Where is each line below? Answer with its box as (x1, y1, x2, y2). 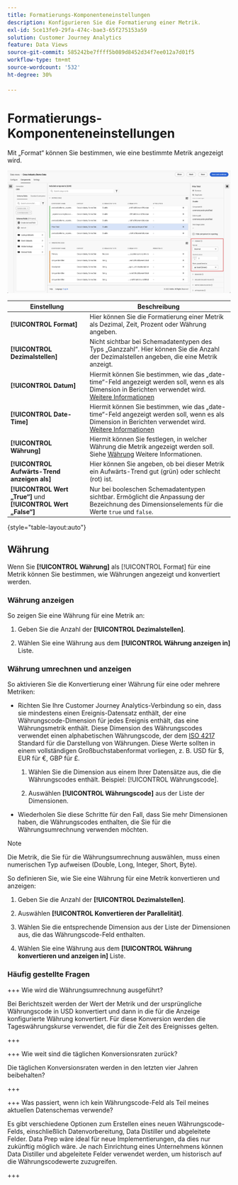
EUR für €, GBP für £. (17, 754, 80, 762)
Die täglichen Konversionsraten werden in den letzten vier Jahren (7, 1063, 198, 1072)
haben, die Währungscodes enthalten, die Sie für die (17, 818, 171, 826)
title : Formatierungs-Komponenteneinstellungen (7, 11, 151, 18)
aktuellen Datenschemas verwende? (7, 1106, 113, 1114)
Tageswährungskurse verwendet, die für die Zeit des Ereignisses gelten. (7, 1022, 219, 1030)
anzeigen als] (10, 475, 52, 484)
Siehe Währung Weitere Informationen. (89, 450, 203, 459)
